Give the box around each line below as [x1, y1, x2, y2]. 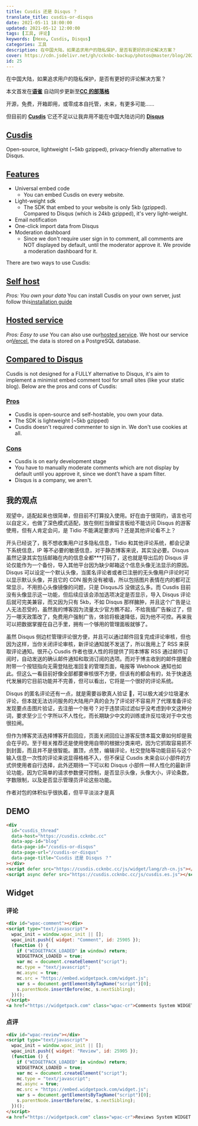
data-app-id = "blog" [11, 838, 60, 845]
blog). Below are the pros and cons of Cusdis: [6, 382, 117, 390]
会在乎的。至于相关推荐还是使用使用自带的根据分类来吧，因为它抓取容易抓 [6, 739, 187, 746]
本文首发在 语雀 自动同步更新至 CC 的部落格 [6, 87, 110, 95]
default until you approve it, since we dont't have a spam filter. [14, 470, 166, 477]
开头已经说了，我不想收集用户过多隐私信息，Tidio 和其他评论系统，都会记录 [6, 539, 190, 546]
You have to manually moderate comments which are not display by [14, 464, 180, 471]
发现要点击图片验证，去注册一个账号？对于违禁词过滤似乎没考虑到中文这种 [6, 704, 187, 712]
